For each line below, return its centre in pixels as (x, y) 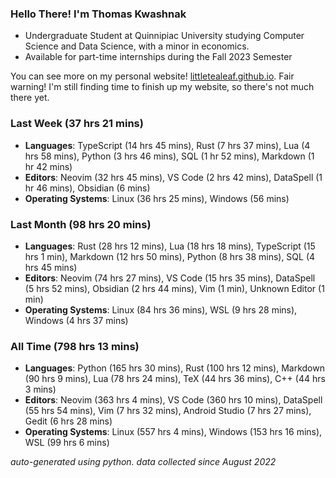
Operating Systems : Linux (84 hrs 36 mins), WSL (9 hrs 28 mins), (161, 309)
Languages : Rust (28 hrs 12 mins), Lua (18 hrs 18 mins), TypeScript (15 (170, 246)
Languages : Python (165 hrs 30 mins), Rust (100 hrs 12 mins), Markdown (174, 368)
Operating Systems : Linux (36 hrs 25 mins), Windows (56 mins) (157, 198)
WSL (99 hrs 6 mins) (67, 443)
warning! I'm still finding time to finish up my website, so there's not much (162, 87)
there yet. (30, 98)
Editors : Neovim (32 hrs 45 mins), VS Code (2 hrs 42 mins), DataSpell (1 (173, 177)
